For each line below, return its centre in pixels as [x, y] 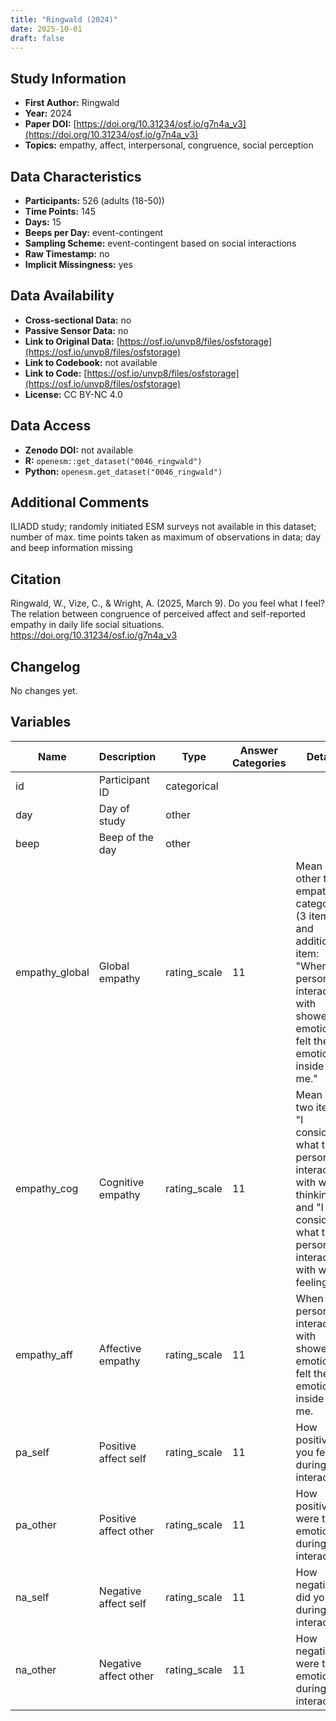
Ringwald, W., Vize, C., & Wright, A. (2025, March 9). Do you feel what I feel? [167, 603]
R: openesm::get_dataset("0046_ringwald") [113, 460]
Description [127, 756]
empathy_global [52, 972]
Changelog [45, 666]
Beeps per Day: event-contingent [94, 232]
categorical [192, 786]
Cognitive [121, 1182]
